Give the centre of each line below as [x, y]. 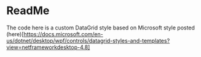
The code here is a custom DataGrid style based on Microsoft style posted [101, 28]
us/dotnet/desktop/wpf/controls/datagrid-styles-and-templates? [88, 40]
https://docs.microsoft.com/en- [63, 34]
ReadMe [28, 11]
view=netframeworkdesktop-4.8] [48, 47]
